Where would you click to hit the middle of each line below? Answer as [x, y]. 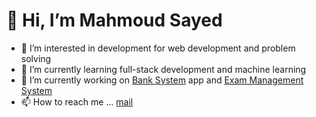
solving [36, 58]
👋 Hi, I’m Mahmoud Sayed [114, 20]
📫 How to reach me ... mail [77, 101]
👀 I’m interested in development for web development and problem [158, 48]
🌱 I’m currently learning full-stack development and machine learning [163, 69]
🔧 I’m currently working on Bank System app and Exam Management [162, 80]
